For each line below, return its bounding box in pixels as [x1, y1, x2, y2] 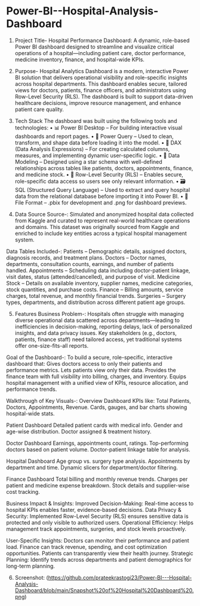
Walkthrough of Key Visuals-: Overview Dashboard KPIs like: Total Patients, [6, 397, 191, 404]
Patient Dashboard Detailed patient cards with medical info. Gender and [6, 421, 183, 429]
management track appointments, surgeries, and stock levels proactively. [6, 525, 187, 532]
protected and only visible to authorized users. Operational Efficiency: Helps [6, 518, 194, 526]
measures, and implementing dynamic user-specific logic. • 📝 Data [14, 152, 180, 159]
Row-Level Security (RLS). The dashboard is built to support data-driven [14, 93, 193, 100]
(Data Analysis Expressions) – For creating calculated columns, [14, 145, 170, 152]
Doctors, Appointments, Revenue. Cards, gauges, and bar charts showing [6, 403, 187, 411]
